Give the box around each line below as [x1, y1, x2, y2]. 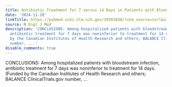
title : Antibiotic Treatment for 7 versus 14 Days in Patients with [5, 7, 155, 13]
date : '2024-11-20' [5, 12, 47, 17]
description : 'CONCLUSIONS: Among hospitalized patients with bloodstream [5, 27, 168, 32]
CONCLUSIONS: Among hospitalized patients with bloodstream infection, [5, 59, 160, 66]
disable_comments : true [5, 46, 56, 51]
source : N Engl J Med [5, 21, 52, 27]
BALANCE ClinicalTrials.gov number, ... [5, 76, 88, 82]
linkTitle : [5, 17, 29, 22]
